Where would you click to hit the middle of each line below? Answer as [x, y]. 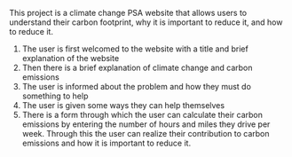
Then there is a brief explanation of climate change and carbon [137, 67]
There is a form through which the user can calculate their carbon [142, 115]
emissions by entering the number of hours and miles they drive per [146, 124]
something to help [55, 96]
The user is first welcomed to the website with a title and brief [135, 49]
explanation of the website [71, 58]
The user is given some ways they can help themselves [123, 105]
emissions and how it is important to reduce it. [107, 143]
